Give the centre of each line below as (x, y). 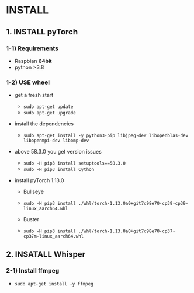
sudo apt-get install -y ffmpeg (54, 284)
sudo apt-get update (48, 107)
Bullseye (33, 192)
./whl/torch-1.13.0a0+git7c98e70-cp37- (127, 231)
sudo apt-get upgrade (49, 113)
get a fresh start (34, 95)
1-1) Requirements (32, 48)
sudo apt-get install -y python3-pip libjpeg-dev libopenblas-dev (106, 136)
